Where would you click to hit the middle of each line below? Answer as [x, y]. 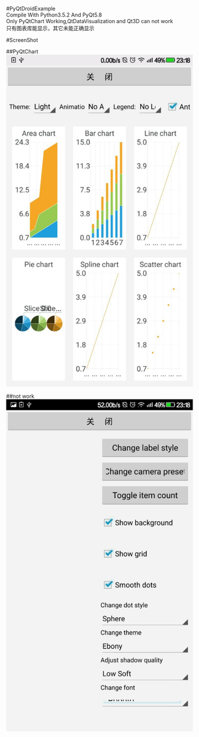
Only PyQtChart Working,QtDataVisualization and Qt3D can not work [90, 21]
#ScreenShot [22, 40]
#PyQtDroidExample [31, 9]
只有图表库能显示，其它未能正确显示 [50, 28]
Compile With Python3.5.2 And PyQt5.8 [54, 15]
